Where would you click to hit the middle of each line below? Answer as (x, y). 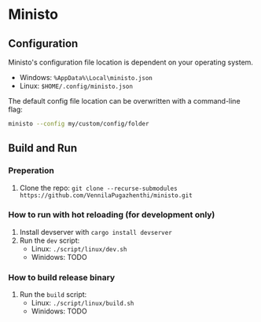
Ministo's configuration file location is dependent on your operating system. (131, 62)
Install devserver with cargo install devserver (96, 232)
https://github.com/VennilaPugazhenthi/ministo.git (106, 195)
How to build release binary (62, 277)
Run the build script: (53, 295)
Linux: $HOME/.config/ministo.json (76, 86)
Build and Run (42, 148)
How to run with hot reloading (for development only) (112, 215)
